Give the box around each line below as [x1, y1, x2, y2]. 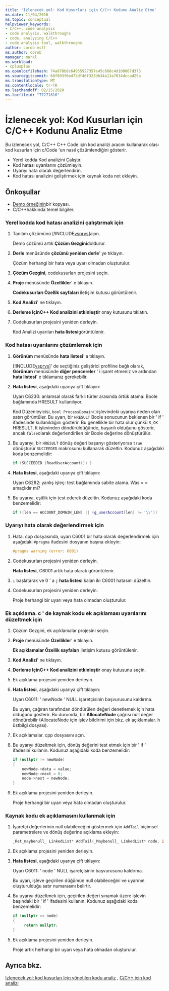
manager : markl [5, 54, 37, 60]
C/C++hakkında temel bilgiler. [12, 206, 75, 213]
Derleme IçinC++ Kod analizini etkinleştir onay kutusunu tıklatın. [12, 309, 149, 315]
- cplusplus [5, 64, 30, 69]
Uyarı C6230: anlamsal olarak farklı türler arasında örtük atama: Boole [12, 393, 158, 399]
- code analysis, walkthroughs [5, 31, 71, 36]
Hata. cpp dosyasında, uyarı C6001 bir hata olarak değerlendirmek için [12, 533, 159, 539]
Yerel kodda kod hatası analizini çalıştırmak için [5, 219, 124, 226]
